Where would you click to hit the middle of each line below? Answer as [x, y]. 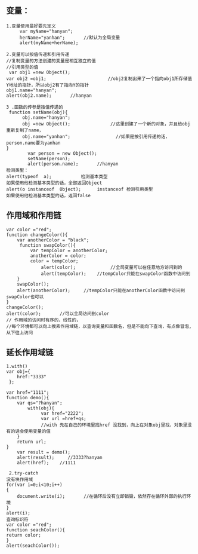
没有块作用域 [20, 480]
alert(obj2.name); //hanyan [49, 95]
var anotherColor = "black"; [53, 240]
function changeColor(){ [37, 235]
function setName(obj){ [38, 112]
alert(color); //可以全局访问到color [58, 313]
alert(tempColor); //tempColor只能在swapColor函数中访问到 [116, 274]
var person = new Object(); [62, 153]
